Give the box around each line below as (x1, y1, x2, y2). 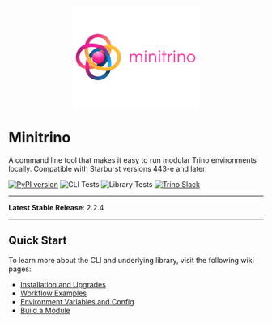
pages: (8, 264, 32, 274)
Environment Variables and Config (19, 296, 135, 306)
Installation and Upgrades (19, 279, 107, 289)
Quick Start (8, 234, 67, 248)
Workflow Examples (19, 288, 87, 298)
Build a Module (19, 305, 70, 315)
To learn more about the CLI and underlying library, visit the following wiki (8, 255, 255, 265)
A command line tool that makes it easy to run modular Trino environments (8, 155, 257, 164)
